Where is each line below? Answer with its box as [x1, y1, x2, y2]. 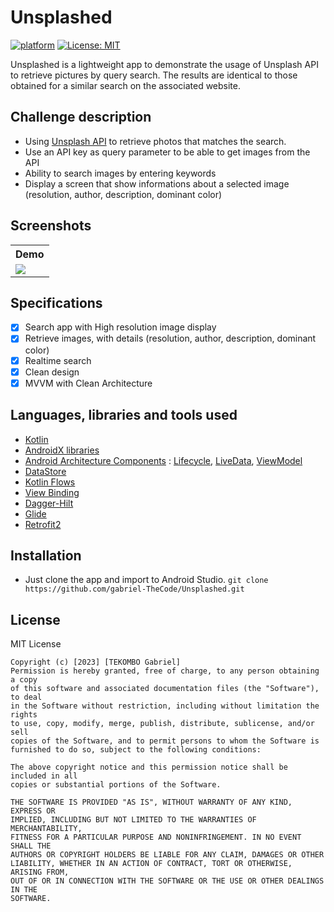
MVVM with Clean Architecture [24, 377, 153, 389]
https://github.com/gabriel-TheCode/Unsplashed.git [24, 584, 245, 595]
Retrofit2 [24, 518, 62, 530]
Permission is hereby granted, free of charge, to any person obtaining [10, 666, 320, 676]
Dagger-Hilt [24, 497, 74, 509]
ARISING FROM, [10, 867, 70, 878]
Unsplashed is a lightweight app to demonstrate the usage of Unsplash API [10, 58, 319, 70]
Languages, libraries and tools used [10, 407, 238, 424]
